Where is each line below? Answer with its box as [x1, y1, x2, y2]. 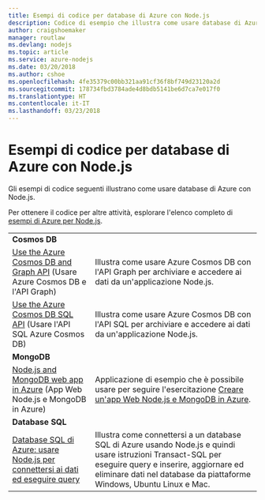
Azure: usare [12, 444, 59, 455]
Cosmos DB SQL [12, 309, 73, 320]
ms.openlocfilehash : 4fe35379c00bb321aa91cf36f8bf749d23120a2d [8, 77, 221, 85]
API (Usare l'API [12, 318, 71, 329]
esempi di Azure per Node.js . [8, 216, 103, 225]
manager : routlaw [8, 33, 65, 42]
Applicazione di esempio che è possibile [94, 374, 244, 385]
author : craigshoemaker [8, 26, 87, 34]
